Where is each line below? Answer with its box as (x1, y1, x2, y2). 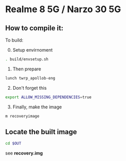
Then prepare (12, 66, 41, 72)
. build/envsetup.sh (5, 57, 49, 62)
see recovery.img (5, 150, 43, 156)
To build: (5, 37, 24, 43)
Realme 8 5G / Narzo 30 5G (5, 4, 121, 15)
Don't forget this (12, 85, 47, 91)
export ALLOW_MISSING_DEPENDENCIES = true (5, 95, 92, 100)
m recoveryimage (5, 113, 39, 118)
